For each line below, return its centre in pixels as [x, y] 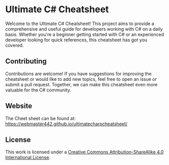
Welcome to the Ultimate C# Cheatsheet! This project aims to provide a [80, 23]
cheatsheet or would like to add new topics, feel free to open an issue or [81, 79]
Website [19, 106]
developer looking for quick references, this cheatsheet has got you [76, 40]
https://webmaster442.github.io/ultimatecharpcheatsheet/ [66, 124]
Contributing [26, 62]
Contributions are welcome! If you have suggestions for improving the [78, 74]
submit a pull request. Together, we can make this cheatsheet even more [81, 84]
